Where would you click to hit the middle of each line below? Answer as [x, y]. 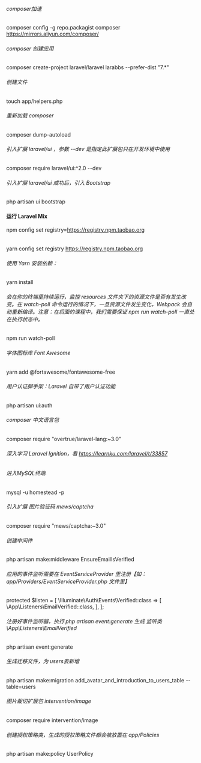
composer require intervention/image [52, 720]
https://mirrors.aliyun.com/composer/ [52, 34]
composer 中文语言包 [33, 420]
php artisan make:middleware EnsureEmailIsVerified [70, 560]
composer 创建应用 [30, 48]
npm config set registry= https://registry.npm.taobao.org [76, 230]
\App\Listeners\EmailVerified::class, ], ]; [55, 607]
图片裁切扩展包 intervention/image [49, 701]
